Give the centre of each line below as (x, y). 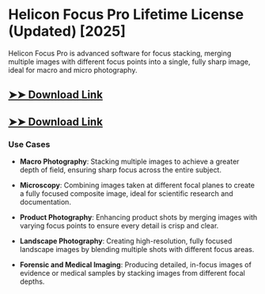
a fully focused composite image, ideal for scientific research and (126, 194)
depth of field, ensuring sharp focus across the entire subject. (120, 170)
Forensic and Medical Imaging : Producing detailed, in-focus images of (135, 265)
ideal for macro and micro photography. (73, 70)
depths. (32, 281)
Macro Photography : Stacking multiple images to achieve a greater (129, 162)
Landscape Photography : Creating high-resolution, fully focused (126, 241)
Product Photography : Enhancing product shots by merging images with (138, 217)
